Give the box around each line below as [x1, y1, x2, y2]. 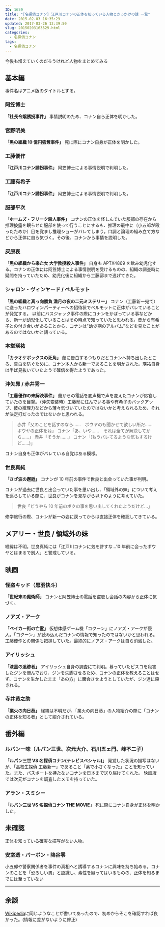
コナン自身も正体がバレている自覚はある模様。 [5, 450, 100, 456]
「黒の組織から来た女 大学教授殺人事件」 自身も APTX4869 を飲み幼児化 [5, 260, 152, 266]
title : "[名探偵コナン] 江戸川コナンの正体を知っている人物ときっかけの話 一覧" [5, 12, 151, 17]
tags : [5, 39, 16, 44]
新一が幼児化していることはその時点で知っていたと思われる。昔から [13, 316, 151, 323]
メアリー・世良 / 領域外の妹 [5, 529, 88, 538]
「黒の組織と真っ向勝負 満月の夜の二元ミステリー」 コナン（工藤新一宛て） [5, 298, 158, 304]
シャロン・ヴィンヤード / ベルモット [5, 286, 90, 293]
